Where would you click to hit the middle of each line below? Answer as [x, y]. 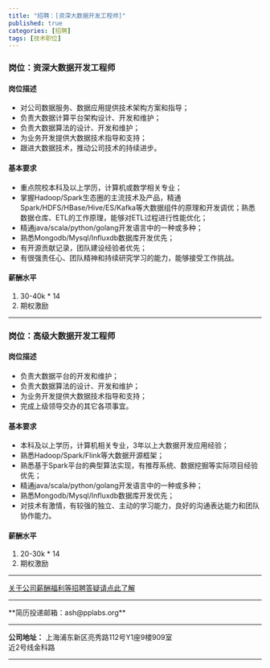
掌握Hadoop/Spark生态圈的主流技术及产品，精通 [100, 197]
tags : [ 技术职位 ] [35, 38]
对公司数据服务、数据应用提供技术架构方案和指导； [104, 108]
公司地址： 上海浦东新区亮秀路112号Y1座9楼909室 [90, 637]
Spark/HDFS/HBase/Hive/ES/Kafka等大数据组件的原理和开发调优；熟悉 [137, 207]
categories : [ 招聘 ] [40, 31]
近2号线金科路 [32, 647]
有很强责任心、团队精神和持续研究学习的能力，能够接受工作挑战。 [129, 257]
